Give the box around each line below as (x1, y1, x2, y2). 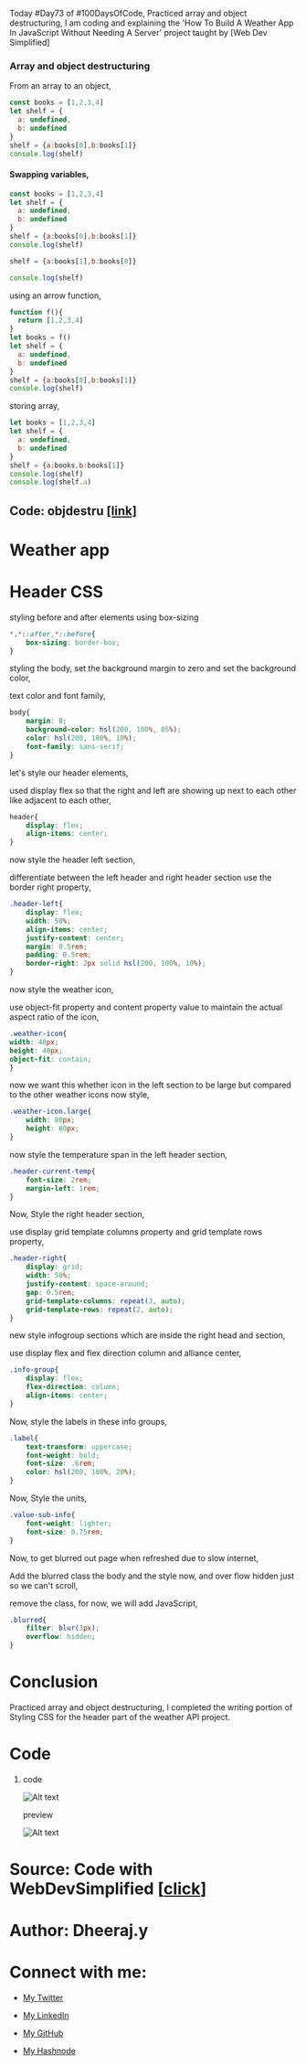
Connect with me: (9, 1962, 148, 1983)
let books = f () (9, 333, 71, 342)
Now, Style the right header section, (9, 1209, 145, 1220)
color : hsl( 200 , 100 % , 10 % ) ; (26, 733, 137, 744)
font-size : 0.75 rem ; (26, 1527, 104, 1536)
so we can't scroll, (9, 1579, 79, 1590)
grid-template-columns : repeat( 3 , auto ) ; (26, 1296, 185, 1306)
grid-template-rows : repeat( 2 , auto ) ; (26, 1305, 174, 1314)
